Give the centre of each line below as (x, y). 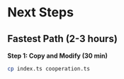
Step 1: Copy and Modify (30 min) (58, 56)
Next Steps (41, 12)
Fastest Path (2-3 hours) (63, 39)
